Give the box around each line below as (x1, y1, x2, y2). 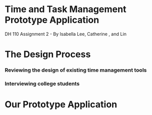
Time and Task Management (5, 4, 127, 15)
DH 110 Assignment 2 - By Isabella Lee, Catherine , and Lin (5, 31, 127, 37)
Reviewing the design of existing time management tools (5, 67, 147, 74)
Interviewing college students (5, 80, 80, 87)
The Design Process (5, 49, 91, 60)
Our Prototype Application (5, 99, 117, 110)
